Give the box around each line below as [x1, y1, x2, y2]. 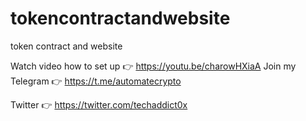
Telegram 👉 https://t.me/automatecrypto [10, 75, 182, 87]
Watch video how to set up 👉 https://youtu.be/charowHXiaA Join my [10, 60, 297, 72]
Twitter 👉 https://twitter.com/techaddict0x [10, 98, 188, 111]
